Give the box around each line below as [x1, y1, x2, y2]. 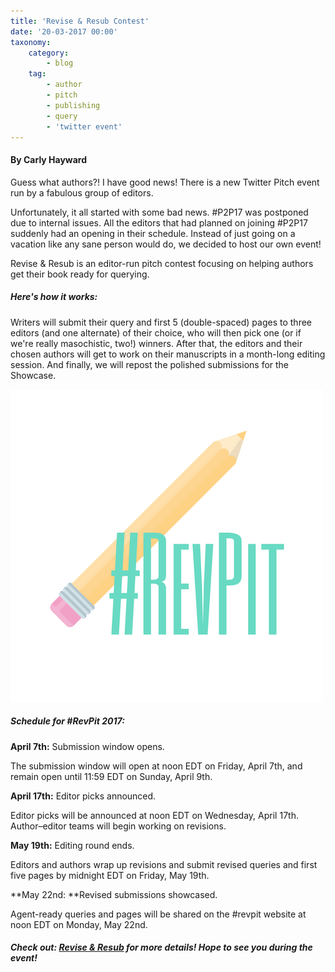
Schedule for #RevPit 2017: [10, 715, 125, 727]
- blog [46, 58, 74, 69]
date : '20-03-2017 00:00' [10, 26, 118, 37]
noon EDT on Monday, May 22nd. [10, 918, 148, 930]
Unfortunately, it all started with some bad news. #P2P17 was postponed [10, 206, 309, 218]
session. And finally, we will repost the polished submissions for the [10, 358, 290, 370]
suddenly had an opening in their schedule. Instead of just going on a [10, 227, 296, 239]
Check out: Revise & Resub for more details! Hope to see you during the [10, 941, 313, 954]
